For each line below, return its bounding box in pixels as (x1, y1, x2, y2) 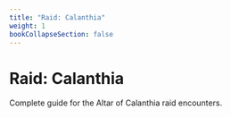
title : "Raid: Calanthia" (9, 13, 105, 22)
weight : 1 (9, 21, 46, 30)
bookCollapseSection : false (9, 29, 114, 38)
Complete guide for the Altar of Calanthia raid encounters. (9, 97, 223, 108)
